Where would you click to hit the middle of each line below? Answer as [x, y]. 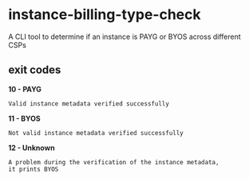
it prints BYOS [34, 169]
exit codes [35, 70]
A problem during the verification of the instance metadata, [114, 162]
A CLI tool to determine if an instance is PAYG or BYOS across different [125, 37]
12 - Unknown [32, 148]
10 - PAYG [25, 89]
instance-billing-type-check [105, 15]
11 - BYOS [25, 118]
